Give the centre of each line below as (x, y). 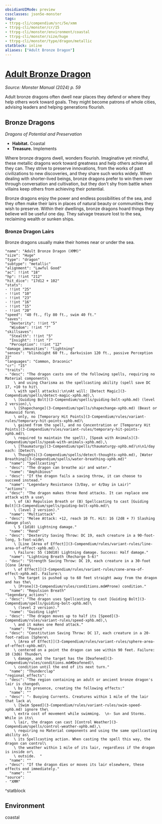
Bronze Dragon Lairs (30, 232)
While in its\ (19, 718)
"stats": (14, 285)
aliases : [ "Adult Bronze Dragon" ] (40, 50)
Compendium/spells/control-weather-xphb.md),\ (53, 726)
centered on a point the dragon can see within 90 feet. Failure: (86, 650)
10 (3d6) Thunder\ (24, 654)
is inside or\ (19, 752)
